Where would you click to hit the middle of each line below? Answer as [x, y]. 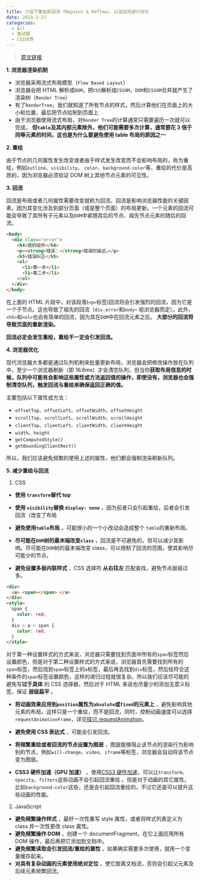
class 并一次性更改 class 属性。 [53, 826]
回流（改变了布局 [36, 515]
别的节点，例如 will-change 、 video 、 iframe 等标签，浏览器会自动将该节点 [104, 752]
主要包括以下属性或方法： [37, 397]
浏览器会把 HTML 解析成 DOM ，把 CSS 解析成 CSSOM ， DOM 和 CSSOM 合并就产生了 [104, 90]
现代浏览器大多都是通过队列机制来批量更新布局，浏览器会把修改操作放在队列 [100, 362]
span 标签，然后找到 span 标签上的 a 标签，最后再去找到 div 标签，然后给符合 [95, 669]
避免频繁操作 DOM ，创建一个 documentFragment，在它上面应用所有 [99, 834]
